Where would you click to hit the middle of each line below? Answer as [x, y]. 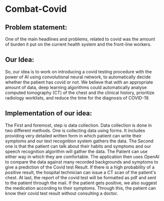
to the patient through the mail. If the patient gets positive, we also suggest [81, 183]
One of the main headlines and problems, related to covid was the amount [80, 39]
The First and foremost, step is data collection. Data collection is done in [78, 125]
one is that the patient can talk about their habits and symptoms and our [78, 146]
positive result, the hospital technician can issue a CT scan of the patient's [81, 172]
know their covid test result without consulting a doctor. [62, 193]
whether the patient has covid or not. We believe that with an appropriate [79, 82]
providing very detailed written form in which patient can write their [73, 135]
